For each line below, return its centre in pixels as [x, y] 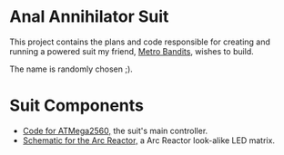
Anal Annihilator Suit [89, 17]
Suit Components [76, 106]
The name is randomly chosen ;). [71, 69]
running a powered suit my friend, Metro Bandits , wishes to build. [132, 51]
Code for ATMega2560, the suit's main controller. [115, 131]
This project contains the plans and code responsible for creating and [140, 42]
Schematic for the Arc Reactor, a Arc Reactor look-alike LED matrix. [149, 140]
